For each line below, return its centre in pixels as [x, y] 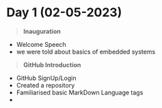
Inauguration [42, 31]
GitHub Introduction [52, 65]
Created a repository [45, 85]
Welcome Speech [41, 44]
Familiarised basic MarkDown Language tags [80, 92]
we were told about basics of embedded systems [86, 52]
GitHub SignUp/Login [46, 78]
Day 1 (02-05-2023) [64, 13]
